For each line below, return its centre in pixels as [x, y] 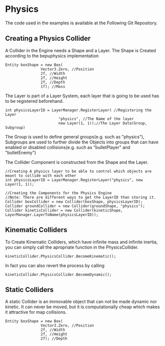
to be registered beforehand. [34, 101]
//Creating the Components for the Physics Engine [58, 193]
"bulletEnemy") [21, 152]
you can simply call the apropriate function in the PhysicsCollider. [72, 247]
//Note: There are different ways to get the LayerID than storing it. [81, 197]
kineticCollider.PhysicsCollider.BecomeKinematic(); [61, 256]
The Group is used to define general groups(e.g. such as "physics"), [75, 137]
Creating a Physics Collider [48, 38]
